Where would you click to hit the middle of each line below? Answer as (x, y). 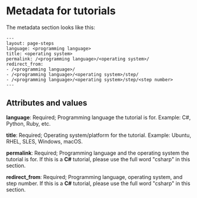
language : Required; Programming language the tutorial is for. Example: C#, (98, 117)
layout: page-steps (30, 43)
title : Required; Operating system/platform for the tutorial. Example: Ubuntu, (98, 135)
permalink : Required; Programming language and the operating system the (98, 153)
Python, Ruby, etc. (28, 123)
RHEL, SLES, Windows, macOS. (44, 141)
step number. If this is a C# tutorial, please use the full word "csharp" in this (98, 183)
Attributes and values (47, 103)
